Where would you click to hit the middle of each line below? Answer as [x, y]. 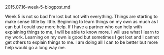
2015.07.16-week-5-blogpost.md [38, 7]
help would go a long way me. [35, 47]
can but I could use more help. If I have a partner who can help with [74, 27]
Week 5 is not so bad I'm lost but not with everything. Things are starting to [82, 16]
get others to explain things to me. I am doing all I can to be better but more [82, 42]
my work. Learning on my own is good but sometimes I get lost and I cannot [82, 37]
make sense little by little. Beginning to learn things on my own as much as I [82, 22]
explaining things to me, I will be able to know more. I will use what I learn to [82, 32]
